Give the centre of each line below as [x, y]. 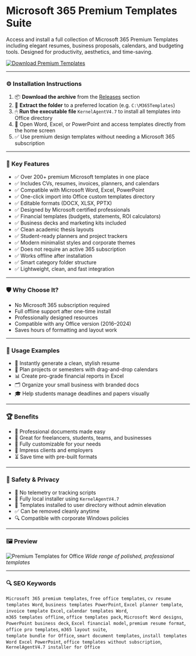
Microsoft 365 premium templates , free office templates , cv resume [89, 598]
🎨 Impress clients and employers [54, 450]
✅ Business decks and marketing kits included [70, 223]
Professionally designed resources [56, 317]
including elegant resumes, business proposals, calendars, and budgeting [95, 46]
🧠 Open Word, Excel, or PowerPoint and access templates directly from [100, 125]
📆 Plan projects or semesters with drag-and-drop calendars [86, 370]
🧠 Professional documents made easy [60, 431]
